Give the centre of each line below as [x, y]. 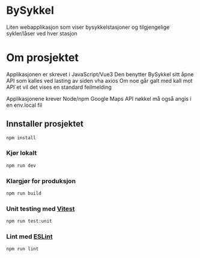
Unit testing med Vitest [41, 209]
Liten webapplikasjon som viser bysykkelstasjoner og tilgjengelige [88, 27]
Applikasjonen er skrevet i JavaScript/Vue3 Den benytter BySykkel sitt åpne [100, 74]
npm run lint [23, 249]
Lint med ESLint [29, 236]
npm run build [24, 193]
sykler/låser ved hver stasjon [42, 33]
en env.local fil [24, 105]
